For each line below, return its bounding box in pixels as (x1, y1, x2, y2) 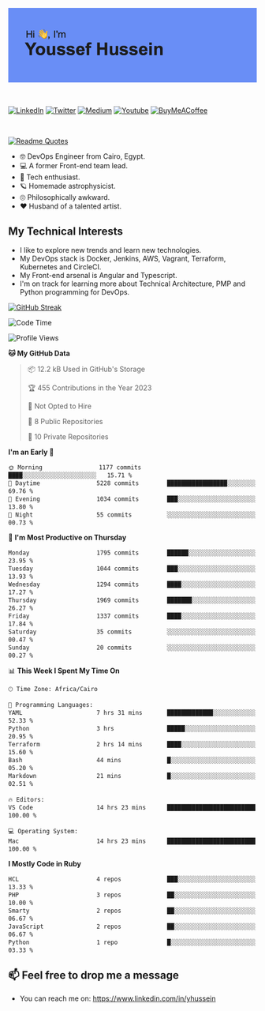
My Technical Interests (8, 224, 124, 238)
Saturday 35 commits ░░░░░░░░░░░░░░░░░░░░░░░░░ (8, 628, 256, 636)
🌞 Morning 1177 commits (8, 464, 142, 472)
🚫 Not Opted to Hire (27, 401, 92, 411)
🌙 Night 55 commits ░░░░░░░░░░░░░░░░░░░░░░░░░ (8, 511, 256, 519)
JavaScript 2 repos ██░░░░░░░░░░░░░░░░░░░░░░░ (8, 923, 256, 930)
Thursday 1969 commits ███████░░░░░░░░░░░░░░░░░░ (8, 596, 256, 604)
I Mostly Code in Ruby (8, 859, 81, 868)
